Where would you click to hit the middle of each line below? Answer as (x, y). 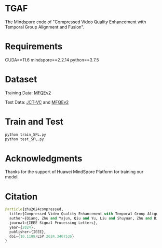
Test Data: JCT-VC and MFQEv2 (37, 102)
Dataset (21, 80)
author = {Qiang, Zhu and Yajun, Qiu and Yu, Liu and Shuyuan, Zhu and (81, 219)
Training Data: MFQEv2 (28, 93)
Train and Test (34, 122)
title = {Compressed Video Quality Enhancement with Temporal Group (77, 214)
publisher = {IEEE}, (28, 232)
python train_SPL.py (26, 134)
